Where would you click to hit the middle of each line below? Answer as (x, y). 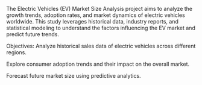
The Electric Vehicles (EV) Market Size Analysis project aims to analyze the (99, 9)
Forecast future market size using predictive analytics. (74, 76)
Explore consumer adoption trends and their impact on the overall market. (98, 64)
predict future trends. (33, 34)
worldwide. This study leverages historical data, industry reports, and (93, 21)
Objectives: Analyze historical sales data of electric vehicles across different (101, 46)
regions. (17, 52)
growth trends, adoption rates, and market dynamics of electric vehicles (96, 15)
